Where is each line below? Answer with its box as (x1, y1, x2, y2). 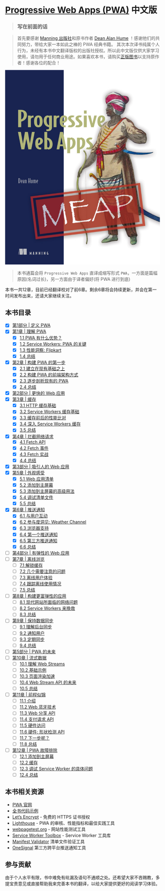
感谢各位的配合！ (26, 60, 60, 66)
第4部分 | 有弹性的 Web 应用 (12, 550, 70, 556)
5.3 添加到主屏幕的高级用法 (19, 488, 75, 494)
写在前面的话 (17, 23, 48, 30)
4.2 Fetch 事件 (19, 445, 49, 451)
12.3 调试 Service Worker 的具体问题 (19, 766, 93, 772)
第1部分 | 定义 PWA (12, 323, 51, 328)
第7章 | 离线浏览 (12, 556, 45, 562)
